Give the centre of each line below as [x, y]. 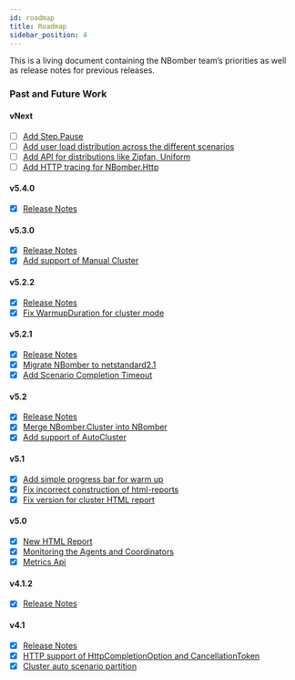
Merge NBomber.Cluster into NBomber [95, 427]
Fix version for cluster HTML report [88, 500]
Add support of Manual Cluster [81, 261]
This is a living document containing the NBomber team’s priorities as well [148, 61]
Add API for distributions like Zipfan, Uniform [107, 157]
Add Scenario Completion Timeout [87, 375]
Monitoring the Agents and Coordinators [98, 551]
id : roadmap [32, 18]
